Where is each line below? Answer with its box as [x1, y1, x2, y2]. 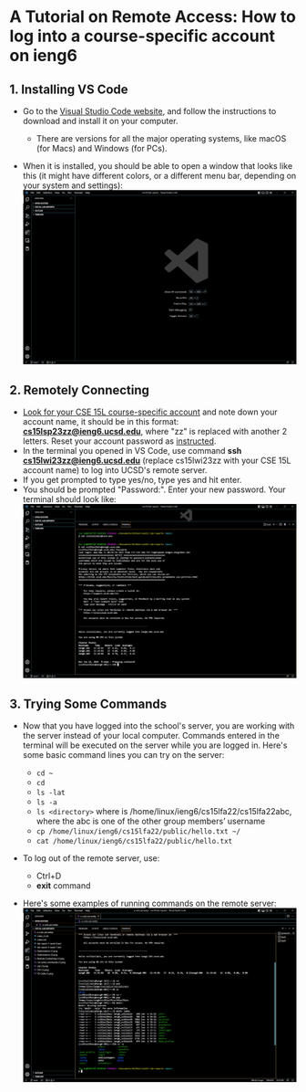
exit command [36, 880, 91, 891]
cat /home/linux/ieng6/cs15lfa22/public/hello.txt [36, 837, 233, 846]
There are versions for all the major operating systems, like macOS [36, 133, 287, 143]
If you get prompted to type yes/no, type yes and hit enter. [22, 475, 242, 486]
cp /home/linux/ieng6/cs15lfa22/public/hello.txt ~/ [36, 827, 241, 836]
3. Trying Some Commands [9, 696, 168, 711]
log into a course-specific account [9, 26, 276, 47]
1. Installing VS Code [9, 81, 129, 97]
